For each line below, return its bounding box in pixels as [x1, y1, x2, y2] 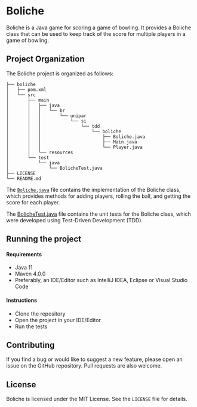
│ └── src [6, 91, 36, 98]
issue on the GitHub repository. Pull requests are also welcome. [6, 362, 162, 369]
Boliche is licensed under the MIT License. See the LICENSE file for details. [6, 396, 187, 403]
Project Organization [6, 54, 85, 64]
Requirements [6, 250, 42, 258]
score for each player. [6, 198, 60, 206]
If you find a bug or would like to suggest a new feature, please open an [6, 356, 183, 363]
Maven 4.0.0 [14, 270, 46, 277]
